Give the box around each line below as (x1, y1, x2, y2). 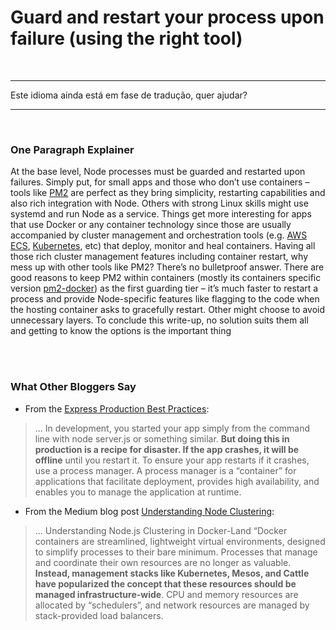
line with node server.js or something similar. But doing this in (34, 432, 290, 445)
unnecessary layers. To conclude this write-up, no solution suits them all (10, 314, 309, 326)
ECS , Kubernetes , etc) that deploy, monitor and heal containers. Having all (10, 240, 316, 252)
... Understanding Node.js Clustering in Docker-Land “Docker (34, 524, 288, 536)
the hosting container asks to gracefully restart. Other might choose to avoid (10, 304, 326, 316)
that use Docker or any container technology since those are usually (10, 219, 292, 231)
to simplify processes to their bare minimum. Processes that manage (34, 546, 318, 558)
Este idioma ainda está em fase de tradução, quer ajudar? (10, 89, 248, 101)
